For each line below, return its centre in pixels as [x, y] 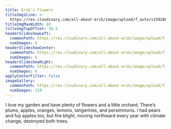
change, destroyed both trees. [37, 121]
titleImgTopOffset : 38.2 [32, 29]
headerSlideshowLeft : [28, 34]
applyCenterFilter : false [33, 76]
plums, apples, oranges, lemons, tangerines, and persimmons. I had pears [83, 110]
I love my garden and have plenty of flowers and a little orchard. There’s [81, 105]
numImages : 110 [26, 90]
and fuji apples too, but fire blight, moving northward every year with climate [85, 115]
